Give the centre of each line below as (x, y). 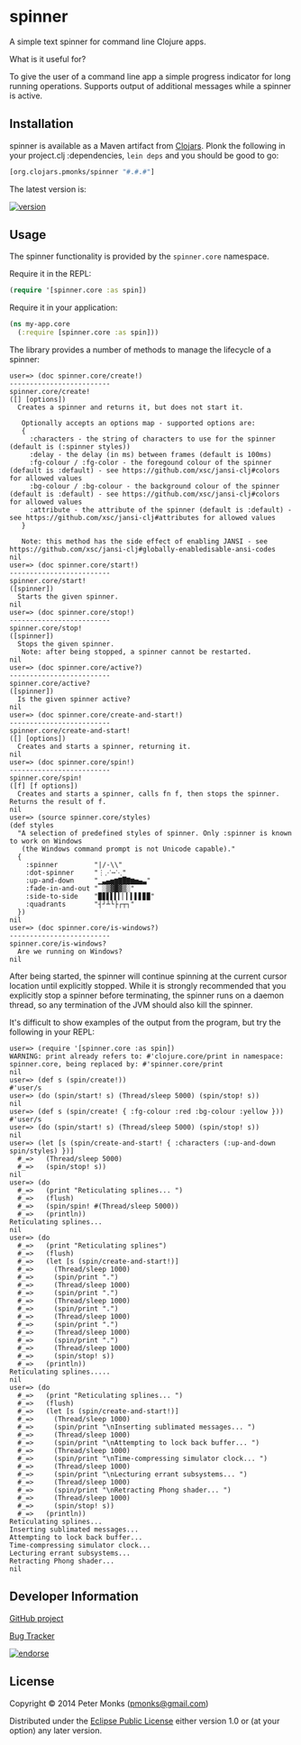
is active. (26, 96)
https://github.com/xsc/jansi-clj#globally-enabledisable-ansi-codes (143, 550)
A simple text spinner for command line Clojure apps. (108, 41)
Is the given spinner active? (74, 699)
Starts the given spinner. (68, 597)
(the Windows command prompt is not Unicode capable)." (128, 849)
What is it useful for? (48, 59)
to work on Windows (46, 841)
